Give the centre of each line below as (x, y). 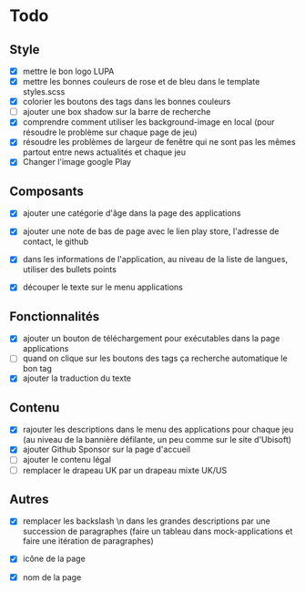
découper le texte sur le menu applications (103, 287)
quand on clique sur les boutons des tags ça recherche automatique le (155, 358)
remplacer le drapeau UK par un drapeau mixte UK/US (125, 470)
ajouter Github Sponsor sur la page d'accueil (107, 449)
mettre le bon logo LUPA (68, 71)
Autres (29, 499)
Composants (47, 191)
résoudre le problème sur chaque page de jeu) (110, 132)
